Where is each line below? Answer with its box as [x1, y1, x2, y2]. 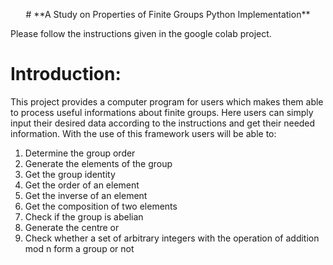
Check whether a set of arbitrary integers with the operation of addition [24, 232, 320, 244]
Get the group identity [24, 168, 116, 180]
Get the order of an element [24, 179, 140, 191]
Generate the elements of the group [24, 157, 173, 169]
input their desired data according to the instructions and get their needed [10, 117, 316, 129]
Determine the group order [24, 147, 136, 159]
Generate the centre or [24, 221, 120, 233]
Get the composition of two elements [24, 200, 178, 212]
